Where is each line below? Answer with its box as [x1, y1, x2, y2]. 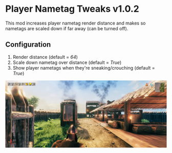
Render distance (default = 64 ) [12, 54, 78, 60]
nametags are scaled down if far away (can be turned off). [5, 25, 128, 31]
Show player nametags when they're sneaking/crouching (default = [12, 64, 155, 71]
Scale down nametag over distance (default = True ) [12, 59, 122, 65]
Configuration [5, 40, 51, 49]
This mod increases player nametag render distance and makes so [5, 20, 146, 26]
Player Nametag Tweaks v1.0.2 [5, 3, 139, 15]
